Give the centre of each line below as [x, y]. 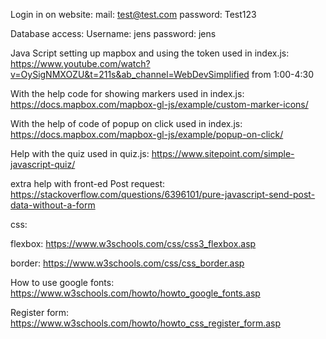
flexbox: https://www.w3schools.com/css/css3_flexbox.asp [133, 243]
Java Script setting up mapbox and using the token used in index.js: [150, 53]
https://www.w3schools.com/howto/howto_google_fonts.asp [135, 293]
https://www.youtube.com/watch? [80, 63]
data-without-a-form [53, 205]
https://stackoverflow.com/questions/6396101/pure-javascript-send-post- [163, 194]
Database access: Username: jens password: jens [113, 33]
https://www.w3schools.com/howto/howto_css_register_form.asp [146, 323]
